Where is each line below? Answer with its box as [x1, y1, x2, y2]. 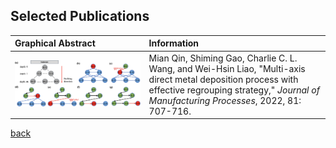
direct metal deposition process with [148, 73, 299, 85]
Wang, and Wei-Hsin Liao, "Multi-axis [148, 62, 306, 74]
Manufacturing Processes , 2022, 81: [148, 94, 302, 106]
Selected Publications [10, 8, 150, 25]
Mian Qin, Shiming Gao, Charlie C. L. [148, 52, 298, 64]
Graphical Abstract [14, 37, 96, 49]
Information [148, 37, 200, 49]
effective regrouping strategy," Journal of [148, 84, 320, 96]
